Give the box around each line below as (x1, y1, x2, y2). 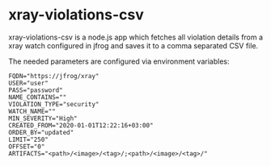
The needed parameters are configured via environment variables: (8, 56, 230, 66)
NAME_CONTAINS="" (8, 93, 67, 102)
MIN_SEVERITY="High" (8, 114, 78, 122)
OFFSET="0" (8, 143, 45, 151)
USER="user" (8, 79, 49, 87)
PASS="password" (8, 86, 63, 94)
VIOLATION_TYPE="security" (8, 100, 100, 108)
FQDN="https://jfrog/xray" (8, 72, 100, 80)
